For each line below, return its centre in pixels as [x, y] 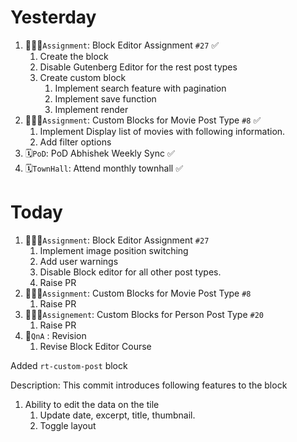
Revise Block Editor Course [95, 346]
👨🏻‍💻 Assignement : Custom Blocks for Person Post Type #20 [144, 314]
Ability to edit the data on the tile [92, 404]
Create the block [74, 56]
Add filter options [75, 142]
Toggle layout [68, 425]
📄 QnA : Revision [55, 335]
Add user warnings [79, 261]
